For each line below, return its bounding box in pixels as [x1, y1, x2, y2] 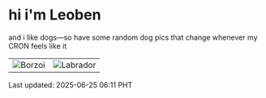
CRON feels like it [8, 40, 67, 50]
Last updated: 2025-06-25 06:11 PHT [8, 79, 133, 90]
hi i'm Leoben [8, 6, 101, 24]
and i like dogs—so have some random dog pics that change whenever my [8, 32, 258, 42]
